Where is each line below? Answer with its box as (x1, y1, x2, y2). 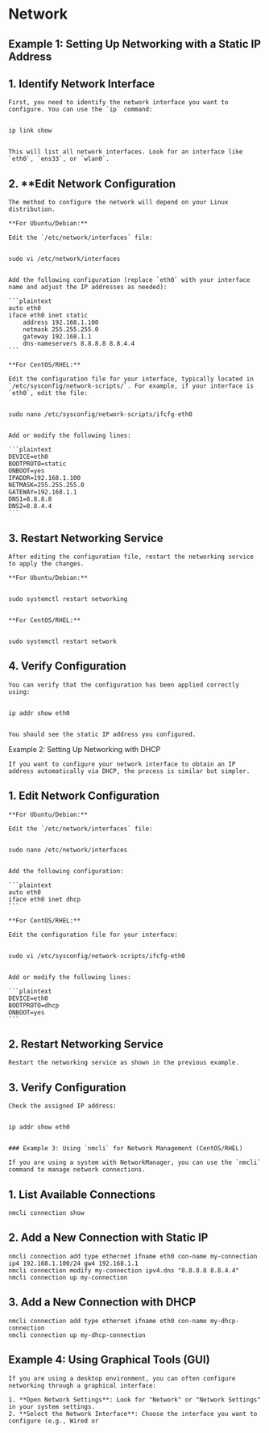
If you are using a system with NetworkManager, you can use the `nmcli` (8, 1158, 262, 1167)
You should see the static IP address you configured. (8, 730, 197, 738)
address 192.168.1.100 (23, 318, 99, 327)
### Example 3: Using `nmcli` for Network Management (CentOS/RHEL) (8, 1145, 243, 1153)
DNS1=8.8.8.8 (8, 495, 52, 503)
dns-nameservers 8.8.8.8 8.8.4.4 (23, 340, 135, 348)
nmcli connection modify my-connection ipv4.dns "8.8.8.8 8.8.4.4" (8, 1266, 240, 1275)
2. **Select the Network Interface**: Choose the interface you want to (8, 1410, 258, 1418)
